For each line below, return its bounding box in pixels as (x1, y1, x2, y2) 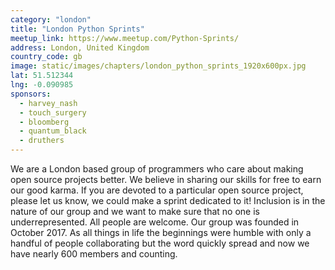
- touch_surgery (19, 107, 87, 118)
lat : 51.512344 (10, 71, 74, 81)
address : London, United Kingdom (10, 42, 150, 53)
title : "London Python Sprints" (10, 24, 145, 34)
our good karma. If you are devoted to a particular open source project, (10, 184, 304, 196)
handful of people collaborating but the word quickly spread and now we (10, 237, 310, 249)
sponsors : (10, 89, 52, 99)
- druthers (19, 136, 65, 146)
